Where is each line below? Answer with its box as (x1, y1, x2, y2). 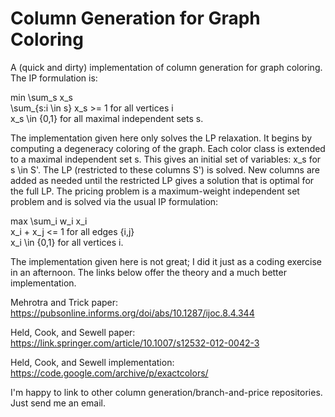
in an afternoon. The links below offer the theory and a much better (10, 266, 287, 278)
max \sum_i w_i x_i (10, 215, 88, 227)
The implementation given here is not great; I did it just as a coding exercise (10, 255, 323, 267)
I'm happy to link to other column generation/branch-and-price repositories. (10, 386, 323, 398)
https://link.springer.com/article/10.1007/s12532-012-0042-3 (10, 337, 260, 349)
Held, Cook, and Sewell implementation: (10, 356, 175, 368)
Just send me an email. (10, 397, 107, 409)
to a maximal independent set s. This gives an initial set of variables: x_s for (10, 153, 322, 165)
